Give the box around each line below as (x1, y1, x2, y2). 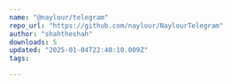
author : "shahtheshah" (9, 29, 93, 38)
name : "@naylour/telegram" (9, 12, 109, 22)
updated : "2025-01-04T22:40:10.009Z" (9, 46, 149, 55)
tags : (9, 54, 29, 63)
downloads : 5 (9, 37, 58, 47)
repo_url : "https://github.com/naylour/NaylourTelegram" (9, 21, 224, 30)
